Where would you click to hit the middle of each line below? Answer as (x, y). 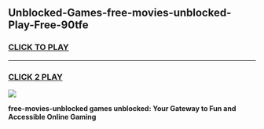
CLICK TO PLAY (38, 48)
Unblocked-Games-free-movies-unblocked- (120, 13)
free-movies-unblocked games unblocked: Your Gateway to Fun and (122, 108)
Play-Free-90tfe (48, 25)
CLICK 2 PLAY (35, 77)
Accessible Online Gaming (52, 116)
